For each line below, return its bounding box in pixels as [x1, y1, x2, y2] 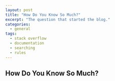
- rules [10, 50, 26, 55]
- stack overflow [10, 36, 47, 41]
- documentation [10, 41, 44, 46]
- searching [10, 45, 36, 50]
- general [10, 26, 31, 32]
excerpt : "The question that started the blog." [5, 17, 110, 22]
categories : [5, 21, 31, 27]
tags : [5, 31, 17, 36]
